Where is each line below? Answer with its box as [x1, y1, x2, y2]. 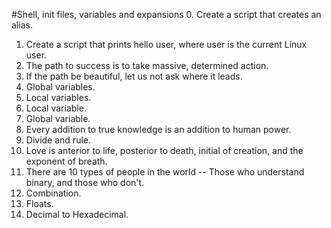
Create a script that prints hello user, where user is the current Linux [25, 39, 308, 50]
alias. [11, 19, 33, 31]
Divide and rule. [25, 134, 91, 146]
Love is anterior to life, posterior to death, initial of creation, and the [25, 145, 304, 156]
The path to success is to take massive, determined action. [25, 60, 269, 71]
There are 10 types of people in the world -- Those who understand [25, 166, 305, 178]
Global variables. [25, 81, 96, 93]
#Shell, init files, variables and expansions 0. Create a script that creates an [11, 9, 322, 20]
